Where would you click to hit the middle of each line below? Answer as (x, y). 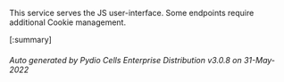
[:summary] (30, 40)
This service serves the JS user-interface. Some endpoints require (132, 13)
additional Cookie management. (68, 22)
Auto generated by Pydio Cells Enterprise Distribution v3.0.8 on (126, 60)
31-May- (259, 60)
